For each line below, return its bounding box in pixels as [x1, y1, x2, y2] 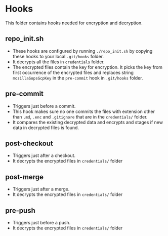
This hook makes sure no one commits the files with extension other [12, 108, 155, 114]
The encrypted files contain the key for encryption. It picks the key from [12, 64, 163, 70]
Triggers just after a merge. [12, 186, 70, 192]
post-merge [5, 173, 44, 181]
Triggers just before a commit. [12, 103, 76, 109]
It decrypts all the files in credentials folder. [12, 59, 105, 65]
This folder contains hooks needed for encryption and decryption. [5, 20, 143, 26]
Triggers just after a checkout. [12, 152, 76, 159]
